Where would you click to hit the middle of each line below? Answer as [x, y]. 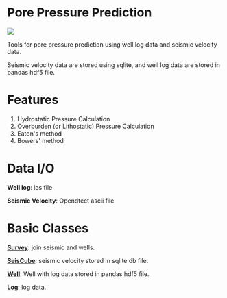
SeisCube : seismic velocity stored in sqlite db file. [78, 260]
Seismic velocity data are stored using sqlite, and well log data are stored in [114, 65]
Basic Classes [48, 228]
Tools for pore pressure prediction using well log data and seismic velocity [112, 44]
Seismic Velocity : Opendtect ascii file [61, 201]
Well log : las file [30, 187]
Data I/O [31, 169]
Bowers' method [40, 140]
